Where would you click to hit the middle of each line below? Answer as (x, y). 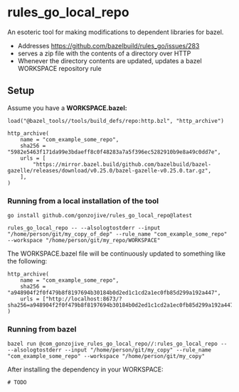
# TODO (17, 383)
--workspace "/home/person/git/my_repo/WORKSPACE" (84, 241)
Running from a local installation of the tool (83, 201)
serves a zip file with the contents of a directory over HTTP (104, 53)
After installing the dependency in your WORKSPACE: (85, 369)
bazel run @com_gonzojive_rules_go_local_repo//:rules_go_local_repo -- (117, 344)
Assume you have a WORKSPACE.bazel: (67, 108)
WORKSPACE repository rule (59, 68)
